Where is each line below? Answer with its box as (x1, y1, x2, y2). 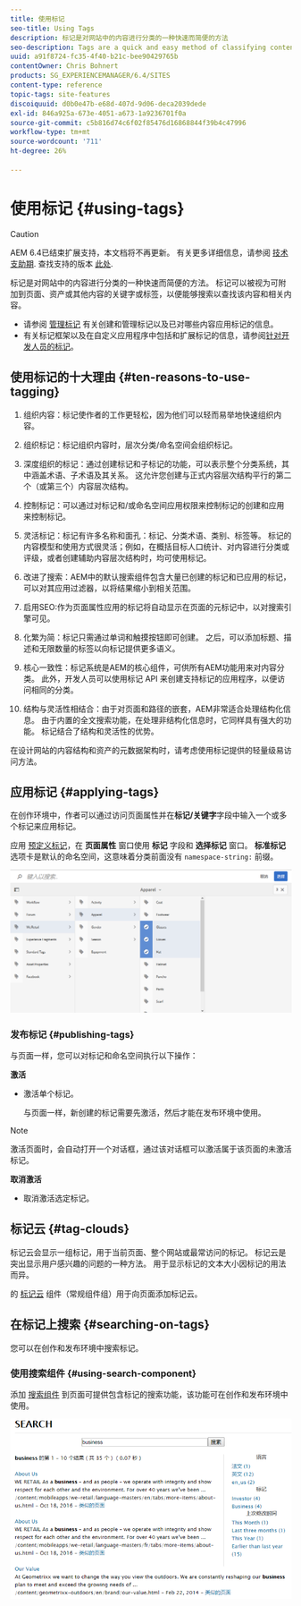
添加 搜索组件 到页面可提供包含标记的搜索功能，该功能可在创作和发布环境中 (10, 1389, 288, 1399)
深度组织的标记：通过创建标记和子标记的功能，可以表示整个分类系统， (22, 458, 282, 469)
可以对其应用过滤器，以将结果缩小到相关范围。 (22, 582, 196, 593)
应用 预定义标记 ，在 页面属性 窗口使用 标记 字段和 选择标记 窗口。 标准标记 (10, 840, 287, 851)
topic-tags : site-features (10, 89, 111, 98)
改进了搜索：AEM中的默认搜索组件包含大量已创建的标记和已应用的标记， (22, 571, 291, 582)
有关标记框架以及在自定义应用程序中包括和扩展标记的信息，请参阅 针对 (22, 329, 282, 340)
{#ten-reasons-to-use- (118, 370, 251, 385)
